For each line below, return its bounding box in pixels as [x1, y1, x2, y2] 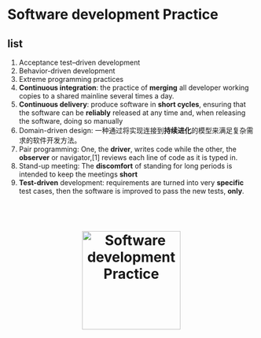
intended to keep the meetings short [18, 169, 138, 179]
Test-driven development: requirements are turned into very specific [18, 178, 244, 187]
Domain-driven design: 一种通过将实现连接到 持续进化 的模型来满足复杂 [18, 126, 247, 135]
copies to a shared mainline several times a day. [18, 91, 175, 100]
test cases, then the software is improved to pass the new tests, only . [18, 187, 244, 195]
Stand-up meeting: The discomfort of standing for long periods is [18, 162, 233, 170]
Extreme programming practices [18, 75, 123, 84]
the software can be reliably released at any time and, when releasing [18, 108, 246, 117]
